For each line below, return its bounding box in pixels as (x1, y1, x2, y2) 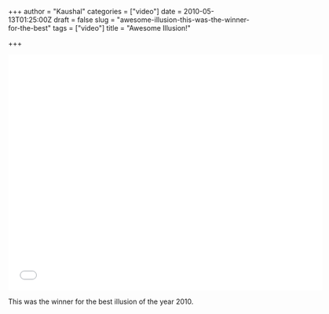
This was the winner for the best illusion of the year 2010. (8, 297, 194, 306)
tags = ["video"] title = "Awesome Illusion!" (52, 24, 191, 32)
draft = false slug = (53, 15, 115, 24)
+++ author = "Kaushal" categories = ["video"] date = (8, 7, 182, 16)
